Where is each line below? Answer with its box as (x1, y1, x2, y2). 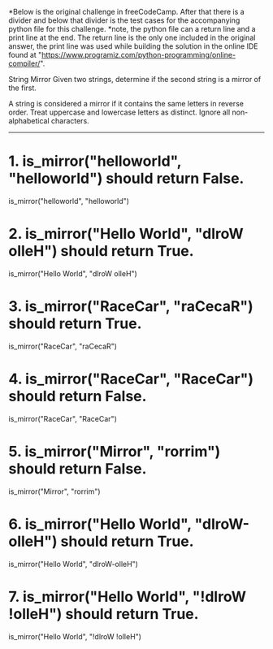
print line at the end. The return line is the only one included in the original (8, 32, 256, 42)
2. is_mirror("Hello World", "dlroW (8, 225, 244, 243)
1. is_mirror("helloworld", (8, 152, 181, 171)
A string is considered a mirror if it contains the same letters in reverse (8, 99, 244, 108)
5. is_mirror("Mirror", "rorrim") (8, 442, 221, 461)
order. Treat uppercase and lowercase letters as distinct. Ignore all (8, 107, 231, 117)
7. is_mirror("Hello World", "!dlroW (8, 587, 246, 606)
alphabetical (8, 116, 50, 125)
